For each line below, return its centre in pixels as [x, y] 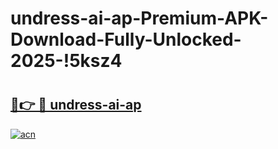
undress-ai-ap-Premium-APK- [139, 18]
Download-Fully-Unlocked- [126, 39]
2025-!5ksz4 [66, 61]
